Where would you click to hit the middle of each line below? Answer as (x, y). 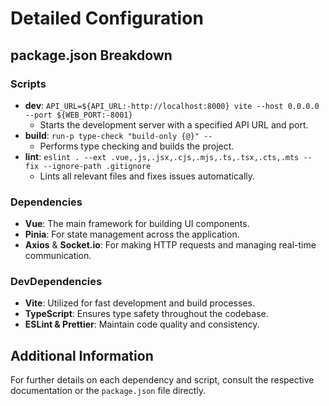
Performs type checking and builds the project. (137, 146)
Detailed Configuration (107, 18)
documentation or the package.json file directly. (108, 391)
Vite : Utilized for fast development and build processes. (139, 303)
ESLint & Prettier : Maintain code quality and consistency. (142, 324)
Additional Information (82, 355)
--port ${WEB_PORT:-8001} (78, 115)
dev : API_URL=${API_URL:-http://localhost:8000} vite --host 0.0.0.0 (172, 105)
